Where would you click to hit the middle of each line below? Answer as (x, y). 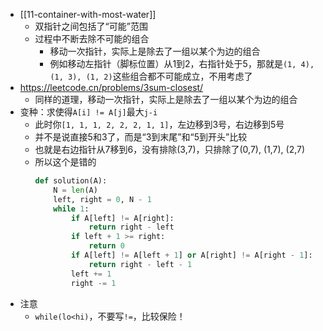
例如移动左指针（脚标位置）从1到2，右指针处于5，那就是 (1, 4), (182, 63)
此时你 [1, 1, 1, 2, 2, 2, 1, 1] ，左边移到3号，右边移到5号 (159, 124)
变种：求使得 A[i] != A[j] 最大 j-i (88, 112)
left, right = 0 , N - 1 (102, 199)
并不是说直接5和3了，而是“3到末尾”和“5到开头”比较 (141, 137)
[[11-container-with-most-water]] (88, 14)
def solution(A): (71, 181)
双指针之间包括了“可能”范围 (91, 26)
